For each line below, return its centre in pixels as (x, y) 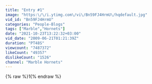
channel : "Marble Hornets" (34, 62)
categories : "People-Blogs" (35, 24)
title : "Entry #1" (25, 10)
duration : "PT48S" (25, 43)
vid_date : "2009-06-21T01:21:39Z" (42, 39)
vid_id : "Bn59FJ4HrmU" (29, 19)
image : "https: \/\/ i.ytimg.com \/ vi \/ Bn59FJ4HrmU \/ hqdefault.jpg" (76, 15)
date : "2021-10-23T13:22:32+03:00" (43, 34)
